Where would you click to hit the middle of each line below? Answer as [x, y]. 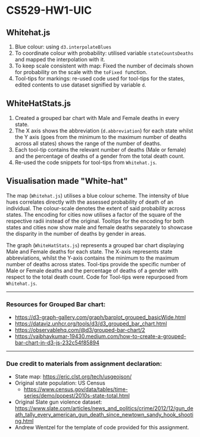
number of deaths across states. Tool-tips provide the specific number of [96, 264]
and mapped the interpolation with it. [60, 59]
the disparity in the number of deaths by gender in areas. [76, 233]
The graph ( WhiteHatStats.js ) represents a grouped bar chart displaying [95, 245]
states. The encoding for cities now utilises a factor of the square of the [94, 214]
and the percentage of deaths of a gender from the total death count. [100, 156]
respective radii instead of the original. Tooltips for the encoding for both [95, 221]
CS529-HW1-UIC [49, 10]
